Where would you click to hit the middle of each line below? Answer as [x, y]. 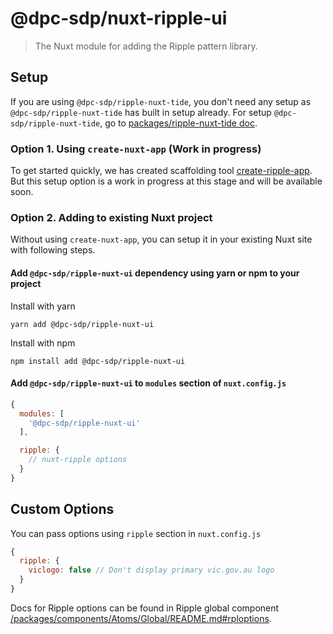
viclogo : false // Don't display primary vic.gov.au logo [151, 570]
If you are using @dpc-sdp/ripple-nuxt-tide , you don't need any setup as [161, 101]
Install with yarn [43, 306]
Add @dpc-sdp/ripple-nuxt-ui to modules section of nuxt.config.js [148, 383]
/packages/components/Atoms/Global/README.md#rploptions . [141, 618]
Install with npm [43, 343]
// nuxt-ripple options [78, 460]
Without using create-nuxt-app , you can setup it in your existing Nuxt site [161, 239]
